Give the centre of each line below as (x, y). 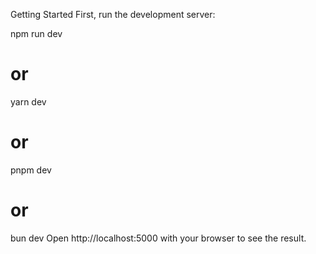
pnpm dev (31, 170)
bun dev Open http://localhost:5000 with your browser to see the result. (158, 238)
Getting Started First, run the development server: (113, 14)
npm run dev (36, 33)
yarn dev (28, 101)
